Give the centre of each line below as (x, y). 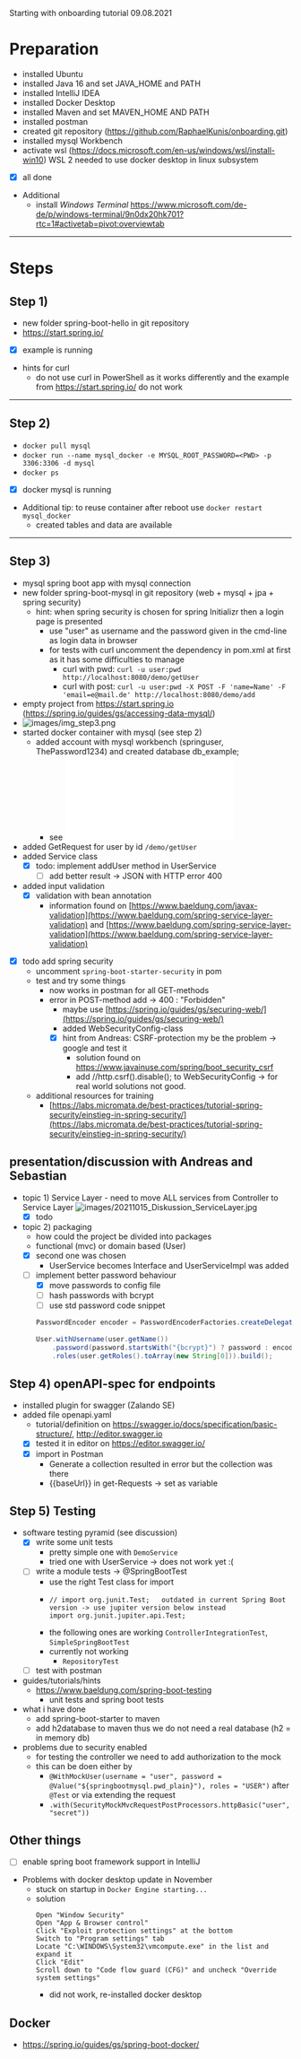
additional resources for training (95, 1096)
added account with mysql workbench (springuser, (129, 742)
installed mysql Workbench (72, 140)
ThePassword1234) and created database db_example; (138, 751)
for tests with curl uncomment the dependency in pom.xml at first (170, 650)
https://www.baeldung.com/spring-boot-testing (124, 1689)
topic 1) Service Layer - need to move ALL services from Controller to (150, 1198)
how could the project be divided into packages (124, 1236)
